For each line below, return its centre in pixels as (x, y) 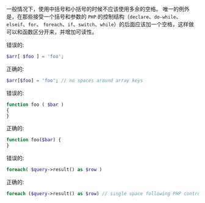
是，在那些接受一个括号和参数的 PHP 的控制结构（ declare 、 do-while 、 (94, 17)
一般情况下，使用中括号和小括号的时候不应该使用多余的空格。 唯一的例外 (98, 9)
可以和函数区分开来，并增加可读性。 (52, 32)
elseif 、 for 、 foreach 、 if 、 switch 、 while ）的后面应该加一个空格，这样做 (100, 24)
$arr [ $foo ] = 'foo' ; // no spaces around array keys (75, 80)
